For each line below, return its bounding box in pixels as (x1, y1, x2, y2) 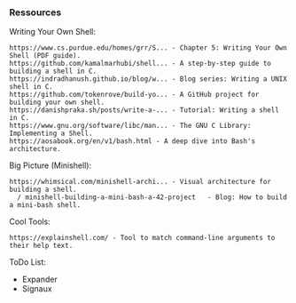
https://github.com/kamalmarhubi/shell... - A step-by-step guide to (9, 60, 272, 68)
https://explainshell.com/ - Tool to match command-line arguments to (9, 234, 276, 243)
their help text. (9, 242, 74, 251)
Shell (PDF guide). (9, 52, 82, 60)
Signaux (21, 283, 52, 294)
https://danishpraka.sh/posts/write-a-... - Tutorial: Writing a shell (9, 106, 279, 115)
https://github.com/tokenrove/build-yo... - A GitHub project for (9, 91, 260, 100)
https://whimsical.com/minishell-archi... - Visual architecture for (9, 178, 272, 187)
